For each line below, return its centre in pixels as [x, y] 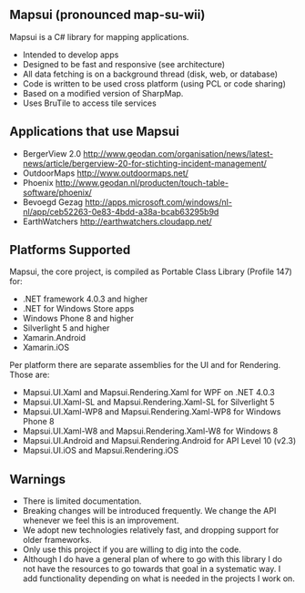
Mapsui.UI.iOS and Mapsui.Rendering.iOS [101, 451]
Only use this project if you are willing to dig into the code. [132, 549]
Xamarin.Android [54, 338]
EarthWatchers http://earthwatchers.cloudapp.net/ [117, 221]
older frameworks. [57, 540]
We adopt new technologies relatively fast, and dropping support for [151, 530]
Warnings [38, 479]
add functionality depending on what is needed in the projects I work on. [159, 578]
